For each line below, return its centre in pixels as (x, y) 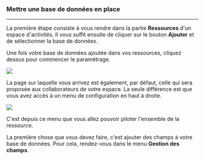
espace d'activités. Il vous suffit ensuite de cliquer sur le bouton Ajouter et (100, 35)
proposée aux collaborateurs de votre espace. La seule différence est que (99, 89)
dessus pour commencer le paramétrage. (59, 59)
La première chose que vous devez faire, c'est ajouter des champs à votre (99, 137)
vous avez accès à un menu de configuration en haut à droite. (84, 96)
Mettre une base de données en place (63, 9)
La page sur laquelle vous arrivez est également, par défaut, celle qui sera (99, 83)
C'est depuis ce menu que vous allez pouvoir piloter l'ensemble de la (93, 119)
